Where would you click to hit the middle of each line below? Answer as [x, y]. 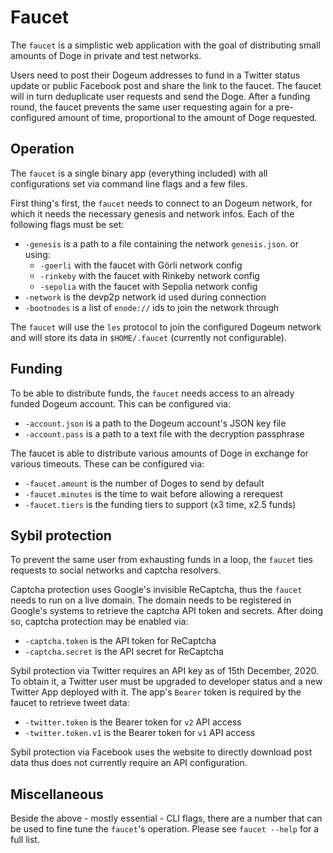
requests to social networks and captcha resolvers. [116, 570]
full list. [25, 840]
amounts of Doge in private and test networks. [106, 55]
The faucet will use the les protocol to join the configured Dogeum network [166, 327]
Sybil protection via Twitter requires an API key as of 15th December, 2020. [164, 671]
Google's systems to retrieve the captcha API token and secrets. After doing [166, 611]
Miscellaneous [57, 794]
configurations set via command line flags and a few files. [129, 183]
